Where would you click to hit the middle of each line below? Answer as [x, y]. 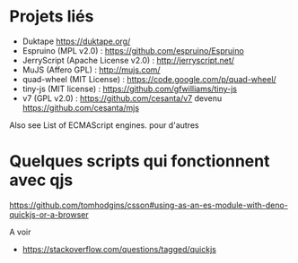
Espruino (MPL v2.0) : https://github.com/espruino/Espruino [133, 50]
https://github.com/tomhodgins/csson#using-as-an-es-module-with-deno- [149, 205]
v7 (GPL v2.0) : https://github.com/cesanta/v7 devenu [122, 98]
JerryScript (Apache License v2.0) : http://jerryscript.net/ [128, 60]
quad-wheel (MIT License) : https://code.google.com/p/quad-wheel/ [149, 79]
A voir [20, 232]
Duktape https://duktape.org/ [76, 41]
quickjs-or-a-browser [49, 214]
